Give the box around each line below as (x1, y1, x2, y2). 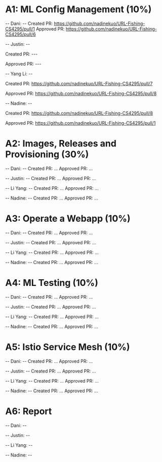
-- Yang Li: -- (5, 70, 33, 77)
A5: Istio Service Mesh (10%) (5, 341, 130, 353)
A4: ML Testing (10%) (5, 277, 99, 288)
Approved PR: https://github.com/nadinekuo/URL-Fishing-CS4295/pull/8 (5, 90, 157, 96)
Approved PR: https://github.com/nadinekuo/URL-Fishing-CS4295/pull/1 (5, 120, 156, 126)
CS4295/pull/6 (5, 31, 36, 37)
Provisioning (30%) (5, 149, 89, 160)
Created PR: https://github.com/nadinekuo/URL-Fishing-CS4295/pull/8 (5, 110, 153, 116)
